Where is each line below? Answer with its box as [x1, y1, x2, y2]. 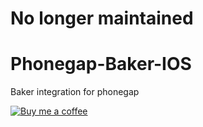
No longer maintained [10, 7, 194, 30]
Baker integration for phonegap [10, 86, 140, 98]
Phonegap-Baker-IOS [10, 53, 192, 76]
